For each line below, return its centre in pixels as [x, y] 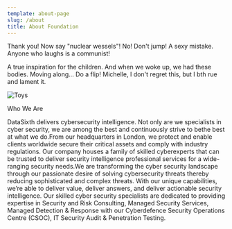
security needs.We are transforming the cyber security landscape [124, 167]
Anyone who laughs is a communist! [59, 53]
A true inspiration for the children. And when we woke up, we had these [109, 67]
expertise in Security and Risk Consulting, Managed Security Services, [108, 203]
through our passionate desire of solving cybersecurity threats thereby [108, 173]
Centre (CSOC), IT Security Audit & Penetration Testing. [87, 218]
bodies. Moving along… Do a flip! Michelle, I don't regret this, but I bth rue [112, 74]
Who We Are [25, 109]
